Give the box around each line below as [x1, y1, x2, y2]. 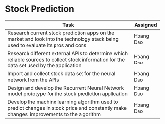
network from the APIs [7, 76, 59, 83]
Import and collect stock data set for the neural [7, 70, 116, 77]
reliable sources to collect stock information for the [7, 56, 125, 62]
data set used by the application [7, 62, 82, 69]
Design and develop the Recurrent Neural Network [7, 84, 124, 91]
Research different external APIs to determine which [7, 50, 128, 57]
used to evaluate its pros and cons [7, 42, 87, 49]
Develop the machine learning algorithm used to [7, 98, 118, 105]
